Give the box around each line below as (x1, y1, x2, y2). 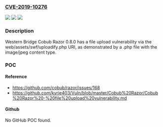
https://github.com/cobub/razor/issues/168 (12, 85, 100, 91)
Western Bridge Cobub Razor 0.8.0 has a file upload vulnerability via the (5, 38, 152, 45)
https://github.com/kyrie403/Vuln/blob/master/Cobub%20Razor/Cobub (12, 90, 159, 95)
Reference (5, 74, 27, 80)
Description (5, 28, 34, 34)
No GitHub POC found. (5, 117, 51, 123)
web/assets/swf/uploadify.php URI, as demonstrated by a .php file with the (5, 44, 158, 50)
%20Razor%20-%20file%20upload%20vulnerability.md (12, 95, 127, 101)
